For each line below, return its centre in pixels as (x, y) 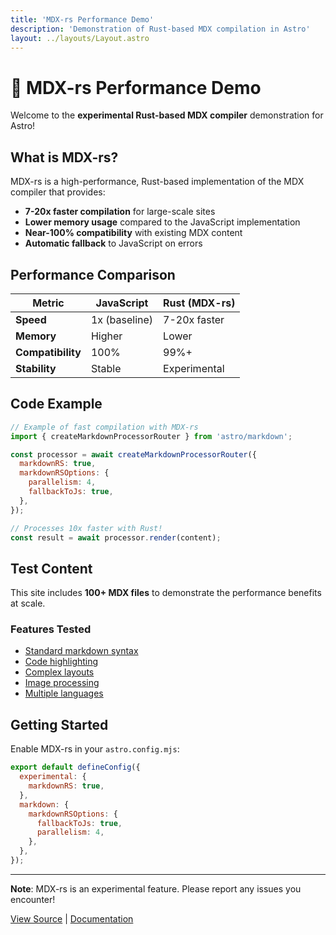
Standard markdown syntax (81, 651)
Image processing (62, 683)
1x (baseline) (122, 319)
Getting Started (59, 724)
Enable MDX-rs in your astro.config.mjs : (95, 749)
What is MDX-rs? (64, 157)
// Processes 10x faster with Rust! (86, 528)
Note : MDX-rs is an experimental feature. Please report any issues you (156, 888)
